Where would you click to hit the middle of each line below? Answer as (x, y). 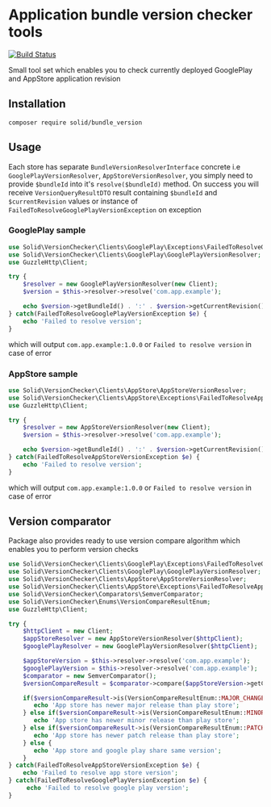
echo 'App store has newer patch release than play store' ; (137, 735)
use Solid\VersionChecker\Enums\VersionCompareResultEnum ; (110, 602)
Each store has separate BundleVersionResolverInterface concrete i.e (124, 166)
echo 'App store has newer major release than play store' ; (137, 705)
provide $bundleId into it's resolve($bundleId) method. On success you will (134, 184)
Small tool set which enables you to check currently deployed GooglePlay (130, 69)
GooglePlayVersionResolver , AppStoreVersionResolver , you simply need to (131, 175)
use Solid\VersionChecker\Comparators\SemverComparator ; (106, 594)
